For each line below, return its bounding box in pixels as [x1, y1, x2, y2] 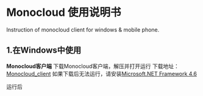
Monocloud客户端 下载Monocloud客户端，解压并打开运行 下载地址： [6, 62, 180, 70]
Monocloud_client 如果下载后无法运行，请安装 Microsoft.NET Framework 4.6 [6, 70, 197, 77]
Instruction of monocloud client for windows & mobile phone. [6, 26, 160, 33]
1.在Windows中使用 [6, 45, 82, 55]
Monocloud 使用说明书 [6, 5, 121, 19]
